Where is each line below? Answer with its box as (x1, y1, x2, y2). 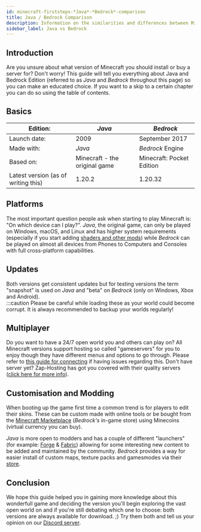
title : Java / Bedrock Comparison (6, 14, 93, 20)
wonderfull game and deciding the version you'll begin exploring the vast (6, 500, 187, 507)
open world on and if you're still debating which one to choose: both (6, 506, 175, 513)
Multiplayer (6, 323, 50, 333)
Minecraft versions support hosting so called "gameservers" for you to (6, 345, 181, 353)
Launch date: (9, 134, 46, 143)
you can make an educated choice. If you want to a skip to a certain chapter (6, 83, 194, 90)
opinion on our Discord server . (6, 519, 81, 526)
